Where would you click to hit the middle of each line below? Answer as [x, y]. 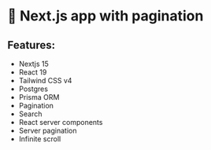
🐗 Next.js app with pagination [105, 16]
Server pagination [48, 130]
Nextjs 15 [33, 64]
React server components [61, 122]
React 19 [33, 72]
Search [30, 114]
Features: [31, 45]
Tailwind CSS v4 [45, 80]
